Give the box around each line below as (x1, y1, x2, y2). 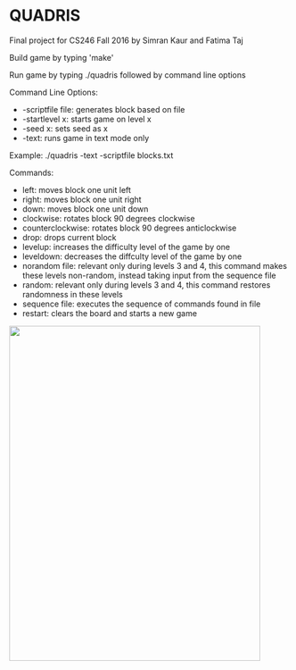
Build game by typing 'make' (9, 52, 114, 63)
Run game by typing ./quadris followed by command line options (9, 69, 247, 80)
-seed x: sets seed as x (21, 122, 109, 134)
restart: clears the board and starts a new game (21, 307, 198, 318)
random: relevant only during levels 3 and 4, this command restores (21, 279, 271, 290)
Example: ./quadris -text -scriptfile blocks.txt (9, 149, 174, 161)
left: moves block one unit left (21, 184, 132, 195)
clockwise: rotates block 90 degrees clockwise (21, 213, 195, 223)
